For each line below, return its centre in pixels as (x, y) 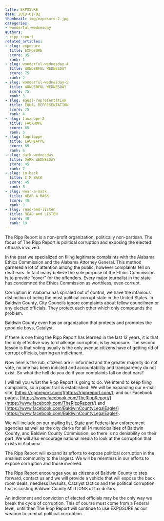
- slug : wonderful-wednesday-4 (37, 64)
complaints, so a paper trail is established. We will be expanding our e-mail (80, 387)
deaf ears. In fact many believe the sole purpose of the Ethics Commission (80, 272)
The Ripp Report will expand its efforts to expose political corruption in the (80, 453)
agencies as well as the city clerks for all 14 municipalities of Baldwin (74, 428)
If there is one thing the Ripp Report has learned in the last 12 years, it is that (82, 337)
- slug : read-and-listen (30, 210)
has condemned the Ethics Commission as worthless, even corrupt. (73, 283)
